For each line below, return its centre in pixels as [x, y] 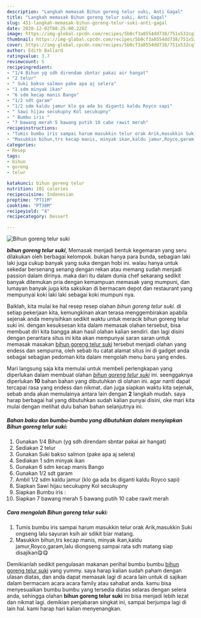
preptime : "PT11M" [30, 200]
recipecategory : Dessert [38, 217]
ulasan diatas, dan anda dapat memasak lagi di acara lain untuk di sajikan [97, 577]
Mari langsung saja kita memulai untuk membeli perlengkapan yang [89, 369]
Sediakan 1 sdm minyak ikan [50, 461]
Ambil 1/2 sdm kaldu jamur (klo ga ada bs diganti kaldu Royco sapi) [98, 480]
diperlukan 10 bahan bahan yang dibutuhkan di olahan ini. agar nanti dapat [98, 381]
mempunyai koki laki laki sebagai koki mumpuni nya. [71, 295]
